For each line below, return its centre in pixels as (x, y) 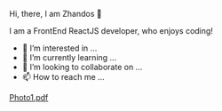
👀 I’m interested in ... (59, 48)
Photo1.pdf (29, 97)
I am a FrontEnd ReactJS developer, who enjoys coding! (111, 31)
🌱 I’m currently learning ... (69, 57)
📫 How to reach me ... (63, 77)
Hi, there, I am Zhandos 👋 (55, 14)
